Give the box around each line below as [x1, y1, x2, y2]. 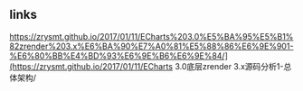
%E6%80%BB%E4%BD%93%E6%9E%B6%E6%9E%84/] [9, 50, 229, 61]
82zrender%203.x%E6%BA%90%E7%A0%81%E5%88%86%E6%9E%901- [9, 41, 294, 51]
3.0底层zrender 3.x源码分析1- [175, 60, 284, 71]
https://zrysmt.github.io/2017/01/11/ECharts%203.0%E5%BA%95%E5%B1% [9, 31, 294, 41]
